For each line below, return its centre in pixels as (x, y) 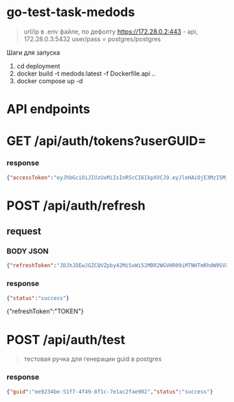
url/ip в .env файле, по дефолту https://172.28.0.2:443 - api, (111, 31)
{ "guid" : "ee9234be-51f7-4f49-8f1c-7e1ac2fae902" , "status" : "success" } (110, 392)
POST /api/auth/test (66, 339)
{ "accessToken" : (30, 178)
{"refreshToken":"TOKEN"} (45, 311)
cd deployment (38, 66)
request (24, 231)
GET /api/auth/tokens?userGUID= (107, 141)
